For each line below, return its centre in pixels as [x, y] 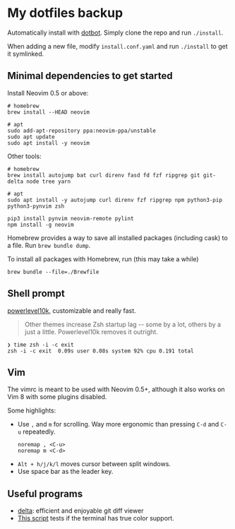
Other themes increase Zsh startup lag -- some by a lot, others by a [122, 324]
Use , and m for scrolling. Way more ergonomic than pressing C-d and [118, 424]
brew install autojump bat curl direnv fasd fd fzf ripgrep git [104, 175]
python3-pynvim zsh [36, 206]
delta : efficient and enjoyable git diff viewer [80, 511]
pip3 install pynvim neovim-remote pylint [71, 218]
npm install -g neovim [41, 225]
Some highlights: [32, 410]
